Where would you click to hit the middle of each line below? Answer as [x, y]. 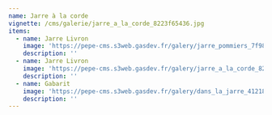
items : [19, 31]
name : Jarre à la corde [49, 16]
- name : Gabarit [43, 83]
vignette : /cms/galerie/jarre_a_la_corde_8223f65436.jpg [106, 23]
